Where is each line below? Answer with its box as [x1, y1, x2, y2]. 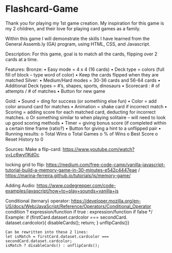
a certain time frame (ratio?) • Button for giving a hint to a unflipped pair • [5, 125, 161, 131]
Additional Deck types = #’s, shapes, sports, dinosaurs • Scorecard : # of [5, 83, 160, 89]
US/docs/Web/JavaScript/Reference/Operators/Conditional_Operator [5, 203, 151, 209]
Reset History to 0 [5, 136, 44, 142]
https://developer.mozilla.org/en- [71, 198, 141, 204]
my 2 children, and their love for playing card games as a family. [5, 25, 141, 31]
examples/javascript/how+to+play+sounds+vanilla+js [5, 188, 119, 194]
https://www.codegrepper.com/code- [36, 182, 117, 188]
